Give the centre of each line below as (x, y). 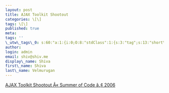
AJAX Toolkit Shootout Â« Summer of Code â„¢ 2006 (60, 85)
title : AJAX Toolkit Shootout (37, 15)
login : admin (19, 52)
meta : (11, 33)
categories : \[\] (23, 19)
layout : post (19, 10)
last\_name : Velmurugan (30, 71)
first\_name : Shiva (26, 66)
